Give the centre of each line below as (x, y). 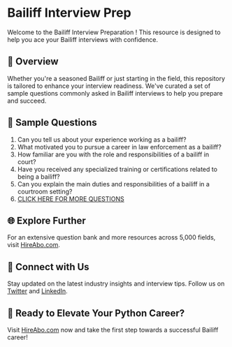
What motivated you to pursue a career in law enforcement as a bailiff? (119, 147)
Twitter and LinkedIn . (37, 291)
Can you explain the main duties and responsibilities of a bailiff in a (113, 184)
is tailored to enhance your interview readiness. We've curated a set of (109, 86)
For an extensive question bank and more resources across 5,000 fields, (111, 237)
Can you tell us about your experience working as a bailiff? (102, 139)
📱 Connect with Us (48, 267)
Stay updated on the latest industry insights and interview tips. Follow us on (116, 283)
